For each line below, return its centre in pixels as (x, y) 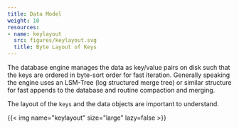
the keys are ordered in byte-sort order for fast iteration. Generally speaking (119, 75)
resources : (23, 27)
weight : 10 (23, 21)
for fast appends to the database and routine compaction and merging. (111, 90)
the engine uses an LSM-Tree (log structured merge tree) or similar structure (120, 82)
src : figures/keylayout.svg (55, 41)
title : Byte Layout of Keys (55, 47)
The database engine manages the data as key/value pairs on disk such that (119, 67)
